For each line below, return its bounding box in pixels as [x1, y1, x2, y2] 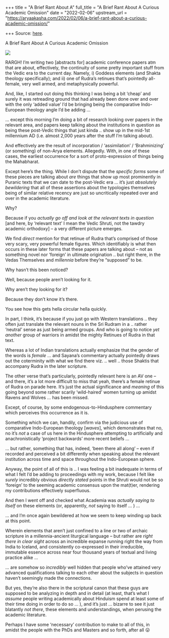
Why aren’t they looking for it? [5, 286, 68, 292]
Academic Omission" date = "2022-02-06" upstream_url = [5, 10, 128, 16]
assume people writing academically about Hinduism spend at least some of [5, 596, 164, 602]
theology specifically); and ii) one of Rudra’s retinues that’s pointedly [5, 75, 148, 81]
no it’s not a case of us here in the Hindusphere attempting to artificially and [5, 430, 163, 436]
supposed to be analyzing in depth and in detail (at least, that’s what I [5, 590, 149, 596]
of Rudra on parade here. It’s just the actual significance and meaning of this [5, 384, 164, 390]
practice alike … [5, 555, 38, 561]
